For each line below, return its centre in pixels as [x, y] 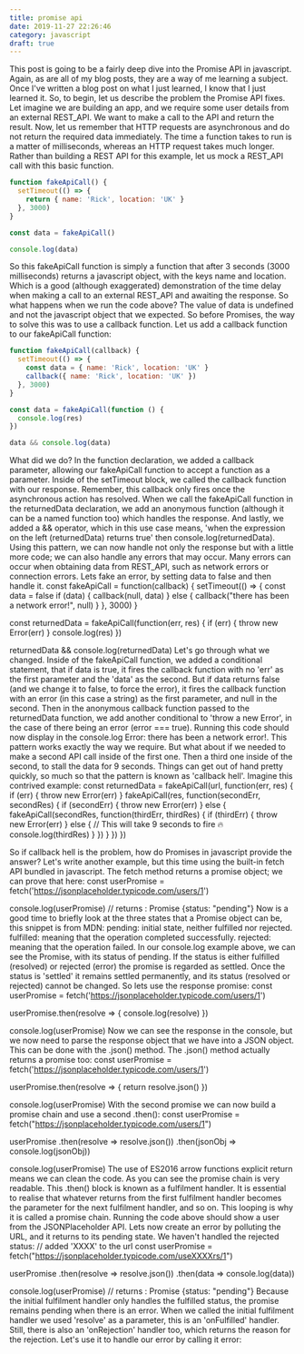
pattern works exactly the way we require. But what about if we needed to [147, 747]
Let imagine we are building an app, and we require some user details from [149, 108]
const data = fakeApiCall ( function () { [87, 409]
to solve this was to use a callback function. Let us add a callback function [148, 325]
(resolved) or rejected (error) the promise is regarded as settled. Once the [147, 966]
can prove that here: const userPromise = [87, 881]
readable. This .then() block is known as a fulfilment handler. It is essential [148, 1188]
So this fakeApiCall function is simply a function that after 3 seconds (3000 [150, 267]
